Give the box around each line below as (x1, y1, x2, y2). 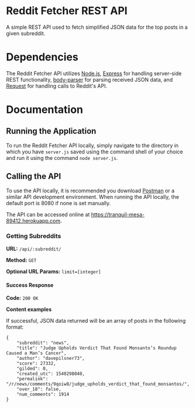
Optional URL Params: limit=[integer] (6, 267, 101, 275)
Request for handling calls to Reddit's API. (6, 82, 107, 89)
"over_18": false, (16, 386, 61, 392)
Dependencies (6, 51, 78, 64)
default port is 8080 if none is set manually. (6, 199, 111, 206)
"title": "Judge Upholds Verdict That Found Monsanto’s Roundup (16, 345, 177, 351)
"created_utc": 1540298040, (16, 371, 85, 377)
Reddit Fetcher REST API (6, 4, 128, 18)
